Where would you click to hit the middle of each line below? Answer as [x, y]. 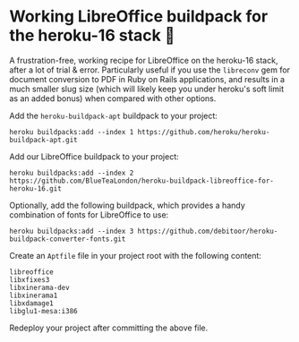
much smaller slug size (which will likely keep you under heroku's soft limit [147, 89]
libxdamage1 [31, 303]
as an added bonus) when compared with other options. [113, 98]
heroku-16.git [36, 188]
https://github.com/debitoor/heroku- [208, 231]
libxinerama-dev [39, 287]
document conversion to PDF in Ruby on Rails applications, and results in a [147, 79]
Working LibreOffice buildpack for [139, 17]
